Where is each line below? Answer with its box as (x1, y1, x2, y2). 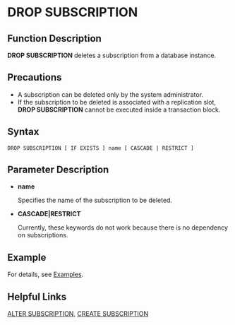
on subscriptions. (17, 231, 68, 240)
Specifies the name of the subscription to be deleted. (17, 196, 173, 205)
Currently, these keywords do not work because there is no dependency (17, 223, 228, 232)
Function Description (7, 32, 102, 45)
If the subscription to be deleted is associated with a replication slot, (17, 97, 217, 106)
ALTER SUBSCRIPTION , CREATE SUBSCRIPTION (7, 309, 149, 318)
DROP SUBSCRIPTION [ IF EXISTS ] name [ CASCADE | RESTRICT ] (7, 144, 194, 152)
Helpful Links (7, 290, 67, 302)
